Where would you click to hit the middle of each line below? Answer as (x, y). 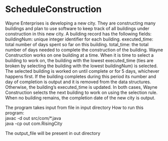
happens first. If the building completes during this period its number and (81, 76)
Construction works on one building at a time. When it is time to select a (79, 55)
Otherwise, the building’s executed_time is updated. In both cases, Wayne (81, 87)
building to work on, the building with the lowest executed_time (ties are (79, 60)
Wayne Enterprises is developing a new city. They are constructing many (80, 23)
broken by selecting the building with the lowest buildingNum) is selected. (81, 66)
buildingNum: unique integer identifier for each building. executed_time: (79, 39)
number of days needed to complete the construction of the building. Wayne (84, 50)
